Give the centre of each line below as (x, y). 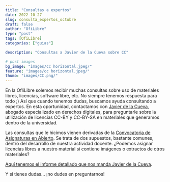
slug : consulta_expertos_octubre (41, 19)
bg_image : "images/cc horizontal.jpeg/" (49, 66)
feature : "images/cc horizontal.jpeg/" (48, 71)
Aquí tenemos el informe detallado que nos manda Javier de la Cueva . (79, 164)
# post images (20, 62)
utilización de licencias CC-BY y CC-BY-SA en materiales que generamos (82, 117)
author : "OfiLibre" (26, 29)
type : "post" (19, 34)
